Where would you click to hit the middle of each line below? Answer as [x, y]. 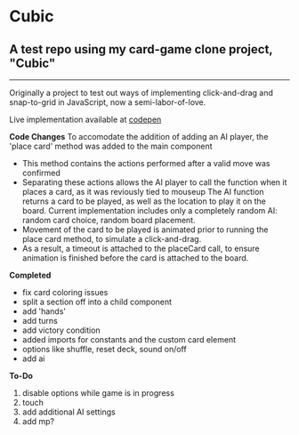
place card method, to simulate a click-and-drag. [112, 239]
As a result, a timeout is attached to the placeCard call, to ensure [141, 248]
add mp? [38, 421]
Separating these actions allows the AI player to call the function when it [154, 182]
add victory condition [61, 330]
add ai [33, 358]
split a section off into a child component [97, 302]
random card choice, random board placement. [109, 220]
